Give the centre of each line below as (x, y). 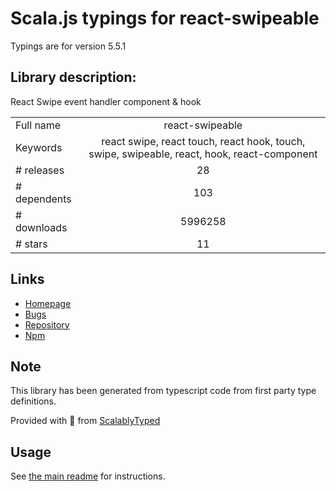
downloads (41, 227)
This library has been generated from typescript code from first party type (163, 391)
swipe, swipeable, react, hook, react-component (203, 154)
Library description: (73, 77)
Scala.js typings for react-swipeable (165, 18)
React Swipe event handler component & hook (106, 101)
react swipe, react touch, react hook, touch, (203, 141)
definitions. (33, 401)
